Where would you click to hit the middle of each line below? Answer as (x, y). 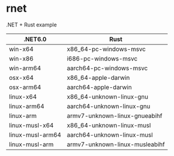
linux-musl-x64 (31, 125)
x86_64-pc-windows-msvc (106, 49)
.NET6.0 (35, 39)
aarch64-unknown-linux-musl (110, 135)
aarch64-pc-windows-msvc (107, 68)
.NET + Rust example (32, 25)
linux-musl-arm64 (35, 135)
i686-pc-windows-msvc (102, 59)
